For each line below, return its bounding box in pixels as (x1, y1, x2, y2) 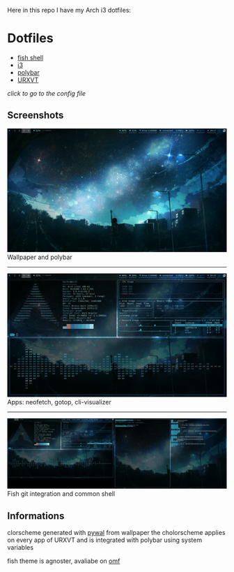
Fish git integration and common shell (7, 490, 116, 498)
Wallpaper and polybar (7, 253, 73, 261)
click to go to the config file (7, 89, 86, 97)
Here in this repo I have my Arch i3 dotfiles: (7, 6, 131, 14)
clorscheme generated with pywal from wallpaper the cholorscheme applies (7, 529, 226, 536)
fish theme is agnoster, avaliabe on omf (7, 557, 120, 565)
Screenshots (7, 110, 64, 122)
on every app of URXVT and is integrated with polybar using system (7, 536, 203, 544)
